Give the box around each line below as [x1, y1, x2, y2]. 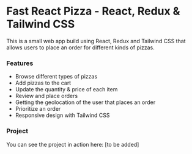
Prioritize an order [15, 105, 61, 113]
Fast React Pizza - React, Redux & [6, 4, 180, 18]
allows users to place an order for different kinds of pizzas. [6, 44, 155, 51]
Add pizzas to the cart [15, 79, 72, 86]
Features [6, 59, 34, 68]
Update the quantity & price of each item [15, 86, 118, 93]
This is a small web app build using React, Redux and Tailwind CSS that [6, 37, 186, 44]
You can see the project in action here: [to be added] [6, 141, 139, 148]
